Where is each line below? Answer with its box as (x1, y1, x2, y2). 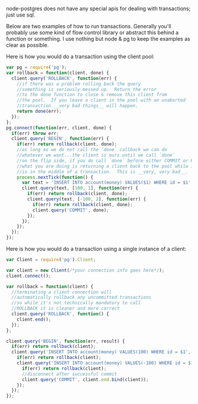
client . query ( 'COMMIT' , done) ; (32, 207, 110, 213)
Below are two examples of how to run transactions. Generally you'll (6, 23, 171, 30)
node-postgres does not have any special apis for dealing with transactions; (6, 5, 191, 12)
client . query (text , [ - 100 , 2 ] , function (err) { (27, 196, 146, 202)
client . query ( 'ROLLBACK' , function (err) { (11, 75, 117, 82)
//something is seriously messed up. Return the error (16, 86, 157, 92)
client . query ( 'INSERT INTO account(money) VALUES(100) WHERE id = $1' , (11, 349, 192, 355)
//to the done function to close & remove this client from (16, 92, 167, 98)
